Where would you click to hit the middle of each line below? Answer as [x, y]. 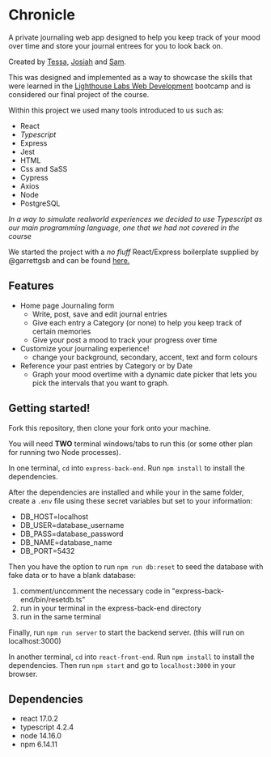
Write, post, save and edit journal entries [100, 314]
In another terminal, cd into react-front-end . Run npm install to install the [131, 657]
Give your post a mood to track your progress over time [125, 340]
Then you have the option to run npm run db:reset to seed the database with [136, 566]
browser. [23, 674]
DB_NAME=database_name [66, 542]
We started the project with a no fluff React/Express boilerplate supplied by [133, 252]
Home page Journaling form [67, 305]
